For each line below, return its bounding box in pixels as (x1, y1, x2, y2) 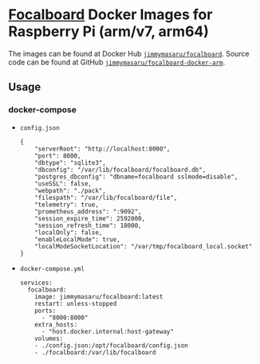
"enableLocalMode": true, (34, 235, 121, 244)
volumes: (34, 335, 64, 342)
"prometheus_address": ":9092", (34, 207, 142, 216)
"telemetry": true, (34, 201, 100, 209)
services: (19, 279, 53, 287)
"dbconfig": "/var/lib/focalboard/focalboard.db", (34, 166, 207, 174)
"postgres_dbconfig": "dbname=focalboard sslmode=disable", (34, 173, 238, 181)
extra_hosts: (34, 320, 78, 328)
